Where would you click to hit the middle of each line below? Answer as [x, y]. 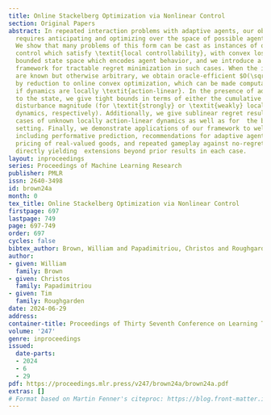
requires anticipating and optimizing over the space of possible [129, 38]
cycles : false [32, 241]
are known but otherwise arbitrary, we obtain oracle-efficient [126, 76]
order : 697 [27, 234]
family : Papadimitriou [54, 286]
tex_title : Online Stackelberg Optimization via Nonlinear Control [124, 203]
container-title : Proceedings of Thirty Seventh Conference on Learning [133, 324]
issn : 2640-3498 [35, 181]
